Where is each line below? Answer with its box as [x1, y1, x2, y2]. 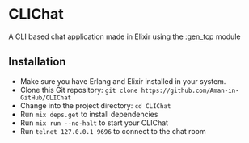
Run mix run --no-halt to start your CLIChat [19, 118, 168, 128]
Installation [8, 55, 66, 69]
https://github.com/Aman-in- [141, 86, 240, 95]
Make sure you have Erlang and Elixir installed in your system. [19, 76, 226, 86]
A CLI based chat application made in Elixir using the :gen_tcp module [8, 32, 241, 41]
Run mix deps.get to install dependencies [19, 109, 158, 119]
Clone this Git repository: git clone [19, 85, 138, 95]
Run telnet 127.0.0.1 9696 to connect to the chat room [19, 126, 206, 136]
